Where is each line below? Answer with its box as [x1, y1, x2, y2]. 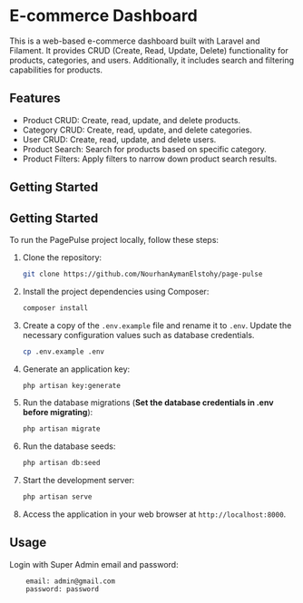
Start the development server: [22, 475, 135, 486]
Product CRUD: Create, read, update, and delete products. [22, 114, 241, 125]
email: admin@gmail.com [25, 577, 116, 586]
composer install [22, 303, 89, 313]
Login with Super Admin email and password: [9, 559, 179, 569]
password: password [25, 584, 100, 594]
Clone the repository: [22, 251, 103, 263]
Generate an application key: [22, 364, 131, 374]
